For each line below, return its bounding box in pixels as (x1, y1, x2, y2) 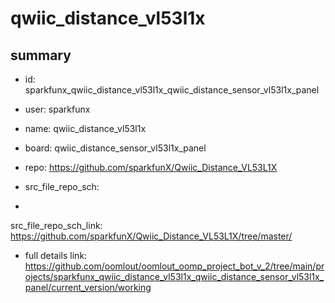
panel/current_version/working (24, 282, 152, 293)
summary (10, 47, 72, 64)
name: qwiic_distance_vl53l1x (24, 123, 147, 134)
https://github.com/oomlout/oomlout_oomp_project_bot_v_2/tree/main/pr (24, 260, 325, 272)
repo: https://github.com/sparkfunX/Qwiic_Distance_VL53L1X (24, 162, 278, 173)
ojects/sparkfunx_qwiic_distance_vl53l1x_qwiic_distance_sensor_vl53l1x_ (24, 271, 325, 282)
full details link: (24, 250, 88, 261)
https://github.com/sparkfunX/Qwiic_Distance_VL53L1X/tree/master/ (10, 230, 293, 242)
